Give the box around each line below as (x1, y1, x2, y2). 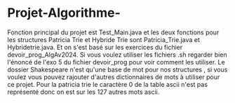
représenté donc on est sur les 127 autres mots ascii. (7, 88, 160, 96)
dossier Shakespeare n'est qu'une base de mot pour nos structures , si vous (7, 65, 228, 74)
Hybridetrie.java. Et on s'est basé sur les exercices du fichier (7, 43, 183, 51)
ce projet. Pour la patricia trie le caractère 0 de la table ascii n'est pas (7, 80, 208, 88)
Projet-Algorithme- (7, 5, 121, 21)
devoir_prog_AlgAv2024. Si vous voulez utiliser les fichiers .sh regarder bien (7, 50, 227, 59)
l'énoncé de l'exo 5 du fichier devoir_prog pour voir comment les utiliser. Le (7, 57, 226, 66)
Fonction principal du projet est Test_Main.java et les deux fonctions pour (7, 28, 220, 36)
